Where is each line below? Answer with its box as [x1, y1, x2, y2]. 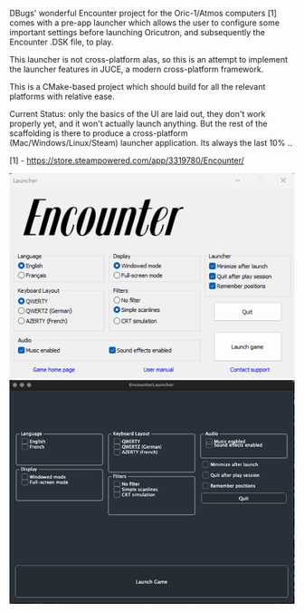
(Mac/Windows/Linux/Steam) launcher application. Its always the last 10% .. [9, 138, 292, 148]
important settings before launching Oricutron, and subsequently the [9, 27, 265, 37]
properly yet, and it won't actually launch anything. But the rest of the [9, 118, 268, 129]
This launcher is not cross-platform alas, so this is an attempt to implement [9, 54, 288, 64]
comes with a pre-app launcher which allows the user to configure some [9, 17, 280, 28]
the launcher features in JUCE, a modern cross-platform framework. [9, 63, 264, 74]
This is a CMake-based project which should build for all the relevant [9, 82, 266, 92]
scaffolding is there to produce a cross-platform [9, 128, 188, 139]
